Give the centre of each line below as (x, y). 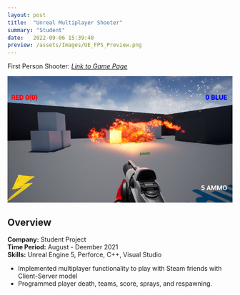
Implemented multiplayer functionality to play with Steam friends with (120, 269)
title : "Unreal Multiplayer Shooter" (65, 22)
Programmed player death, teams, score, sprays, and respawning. (115, 284)
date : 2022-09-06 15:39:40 (51, 38)
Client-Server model (47, 276)
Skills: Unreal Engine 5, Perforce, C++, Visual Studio (85, 255)
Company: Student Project (47, 239)
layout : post (27, 15)
